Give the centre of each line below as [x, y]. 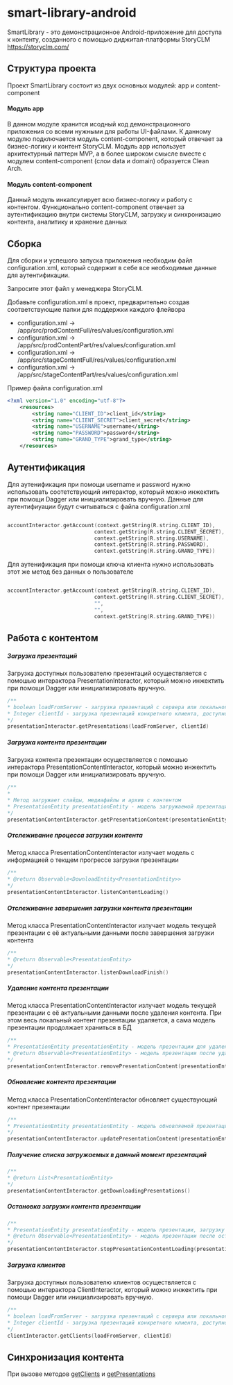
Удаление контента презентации [58, 988]
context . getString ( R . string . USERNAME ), [152, 538]
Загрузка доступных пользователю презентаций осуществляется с [107, 673]
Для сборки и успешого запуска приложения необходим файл [100, 260]
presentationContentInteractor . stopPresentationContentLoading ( [102, 1249]
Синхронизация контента [66, 1357]
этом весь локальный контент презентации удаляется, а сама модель [111, 1020]
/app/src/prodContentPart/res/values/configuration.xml [96, 345]
